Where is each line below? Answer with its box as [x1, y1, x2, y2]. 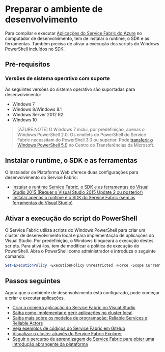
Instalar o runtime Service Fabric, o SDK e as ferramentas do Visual [12, 184, 149, 190]
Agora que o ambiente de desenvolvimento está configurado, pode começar [5, 289, 160, 295]
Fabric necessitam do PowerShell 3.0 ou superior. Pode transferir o [17, 137, 153, 142]
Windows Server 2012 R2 [12, 111, 64, 117]
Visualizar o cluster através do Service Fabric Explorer [12, 330, 122, 336]
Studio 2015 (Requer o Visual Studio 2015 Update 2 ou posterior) [12, 189, 143, 195]
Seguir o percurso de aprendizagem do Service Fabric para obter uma [12, 336, 155, 342]
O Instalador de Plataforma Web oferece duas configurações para [5, 169, 138, 176]
